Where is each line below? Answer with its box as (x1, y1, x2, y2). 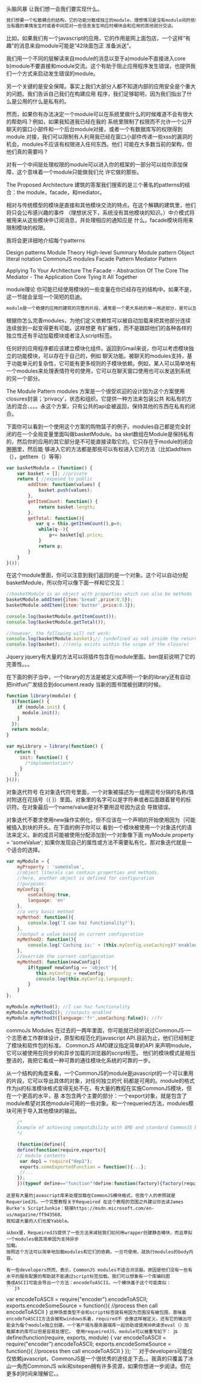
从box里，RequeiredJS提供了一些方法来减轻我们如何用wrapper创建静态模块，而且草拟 (6, 1230, 193, 1236)
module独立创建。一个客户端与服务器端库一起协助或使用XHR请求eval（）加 (28, 1322, 189, 1328)
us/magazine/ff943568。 (6, 1212, 65, 1218)
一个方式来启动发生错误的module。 (11, 70, 99, 77)
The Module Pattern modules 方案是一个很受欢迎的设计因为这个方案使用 (6, 387, 185, 395)
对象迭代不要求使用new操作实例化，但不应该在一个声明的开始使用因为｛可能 (6, 816, 196, 824)
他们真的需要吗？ (6, 148, 49, 155)
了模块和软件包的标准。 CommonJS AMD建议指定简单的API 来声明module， (6, 1041, 195, 1049)
